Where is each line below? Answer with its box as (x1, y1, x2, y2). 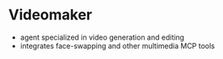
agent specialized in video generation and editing (19, 32, 184, 42)
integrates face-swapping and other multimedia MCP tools (19, 40, 216, 50)
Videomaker (8, 6, 93, 24)
